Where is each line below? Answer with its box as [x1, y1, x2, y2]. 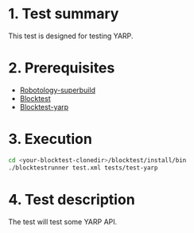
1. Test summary [8, 5, 119, 23]
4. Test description [8, 190, 135, 208]
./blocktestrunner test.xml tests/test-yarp [8, 164, 158, 172]
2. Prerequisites [8, 59, 115, 77]
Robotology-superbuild [19, 85, 96, 95]
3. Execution [8, 130, 93, 148]
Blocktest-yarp [19, 102, 69, 111]
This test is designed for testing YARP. [8, 31, 134, 41]
